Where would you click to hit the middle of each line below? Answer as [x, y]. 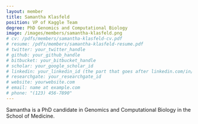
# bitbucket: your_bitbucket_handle [51, 60]
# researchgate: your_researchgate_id [54, 77]
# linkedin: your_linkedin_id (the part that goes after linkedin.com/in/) [101, 71]
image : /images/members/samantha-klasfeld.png [64, 33]
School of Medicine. [30, 116]
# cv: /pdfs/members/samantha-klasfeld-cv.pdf [64, 39]
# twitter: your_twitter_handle [46, 50]
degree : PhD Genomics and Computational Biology [67, 28]
